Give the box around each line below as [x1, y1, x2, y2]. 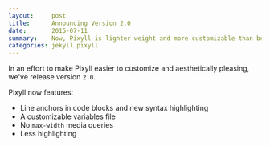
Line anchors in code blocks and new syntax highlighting [19, 103, 209, 113]
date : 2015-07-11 [8, 26, 88, 34]
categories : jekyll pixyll [8, 42, 99, 50]
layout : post [8, 11, 67, 20]
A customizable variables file [19, 112, 117, 121]
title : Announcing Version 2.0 [8, 19, 131, 27]
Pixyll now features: [8, 87, 74, 97]
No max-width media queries [19, 120, 114, 130]
